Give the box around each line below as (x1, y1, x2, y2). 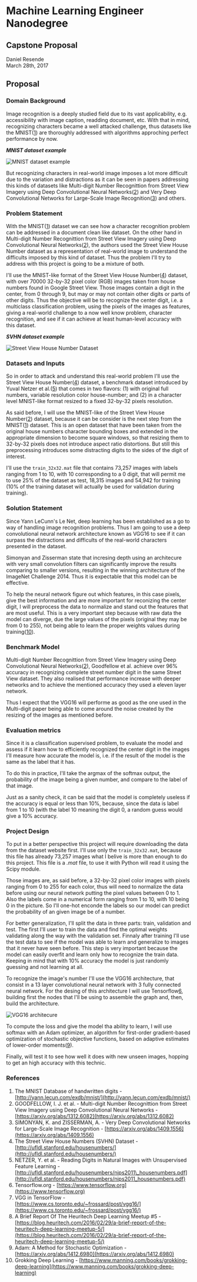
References (6, 1074, 40, 1082)
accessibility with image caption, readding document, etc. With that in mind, (6, 116, 190, 123)
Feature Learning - (14, 1162, 61, 1169)
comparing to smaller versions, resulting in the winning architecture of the (6, 566, 185, 574)
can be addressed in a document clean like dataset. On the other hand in (6, 229, 182, 236)
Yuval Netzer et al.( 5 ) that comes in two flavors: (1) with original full (6, 385, 169, 393)
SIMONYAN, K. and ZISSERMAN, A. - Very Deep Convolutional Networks (14, 1119, 191, 1126)
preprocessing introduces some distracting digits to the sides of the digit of (6, 447, 189, 454)
